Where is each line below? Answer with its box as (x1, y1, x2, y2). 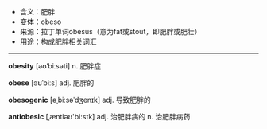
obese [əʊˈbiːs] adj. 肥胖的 (8, 78, 95, 88)
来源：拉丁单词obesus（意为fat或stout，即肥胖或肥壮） (19, 27, 202, 36)
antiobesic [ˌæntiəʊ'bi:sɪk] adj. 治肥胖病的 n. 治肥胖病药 (8, 112, 191, 121)
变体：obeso (19, 17, 62, 26)
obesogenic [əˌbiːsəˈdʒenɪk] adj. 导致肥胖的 (8, 95, 151, 104)
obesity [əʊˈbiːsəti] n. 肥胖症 (8, 61, 102, 70)
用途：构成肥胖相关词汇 (19, 37, 97, 46)
